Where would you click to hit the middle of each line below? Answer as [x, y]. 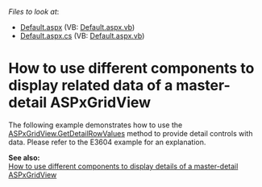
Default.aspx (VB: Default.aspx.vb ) [77, 27]
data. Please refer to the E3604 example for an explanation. [107, 142]
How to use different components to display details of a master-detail [123, 166]
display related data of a [91, 86]
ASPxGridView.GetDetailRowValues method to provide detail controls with [131, 133]
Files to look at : [34, 12]
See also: [24, 157]
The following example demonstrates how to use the [96, 125]
